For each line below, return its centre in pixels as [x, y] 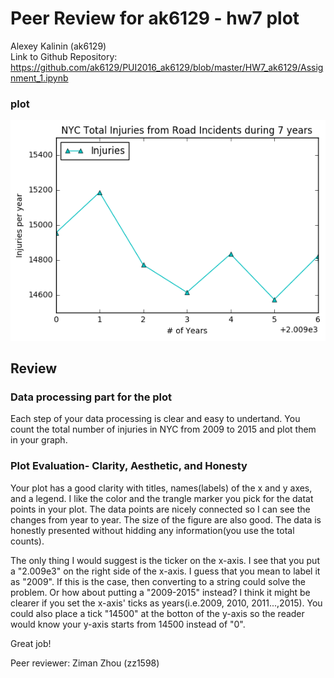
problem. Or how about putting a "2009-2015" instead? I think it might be [160, 592]
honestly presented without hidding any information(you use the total [152, 530]
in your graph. [39, 440]
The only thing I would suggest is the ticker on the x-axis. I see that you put [165, 560]
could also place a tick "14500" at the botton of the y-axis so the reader [157, 613]
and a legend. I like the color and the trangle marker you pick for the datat [162, 498]
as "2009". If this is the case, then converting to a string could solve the [158, 581]
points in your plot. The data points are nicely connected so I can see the [160, 509]
